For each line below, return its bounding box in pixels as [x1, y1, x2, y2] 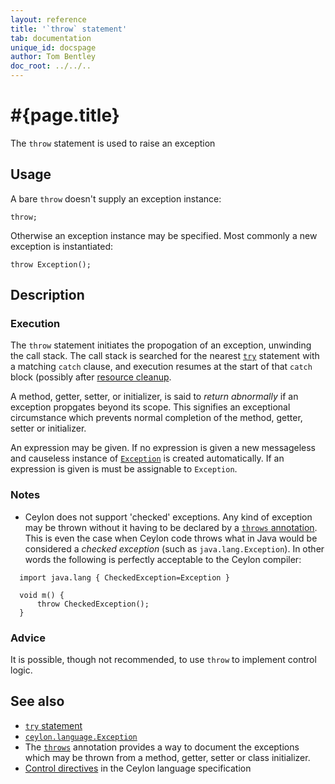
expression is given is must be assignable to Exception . [10, 463, 238, 475]
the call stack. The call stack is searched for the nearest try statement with [10, 350, 320, 362]
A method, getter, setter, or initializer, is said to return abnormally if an [10, 391, 299, 403]
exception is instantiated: [10, 240, 114, 252]
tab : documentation [10, 33, 92, 43]
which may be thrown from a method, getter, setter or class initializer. [24, 751, 311, 763]
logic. [10, 664, 33, 676]
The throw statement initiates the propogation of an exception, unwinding [10, 339, 312, 351]
